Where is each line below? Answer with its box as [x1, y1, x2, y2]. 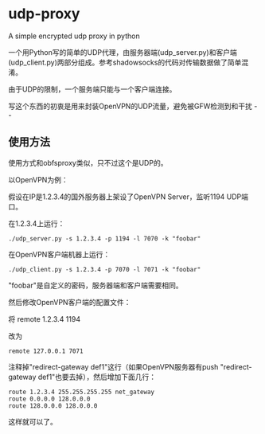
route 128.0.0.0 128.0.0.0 [8, 401, 98, 410]
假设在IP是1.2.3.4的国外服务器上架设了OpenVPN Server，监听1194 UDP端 [8, 192, 249, 201]
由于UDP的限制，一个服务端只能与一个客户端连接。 [8, 84, 177, 94]
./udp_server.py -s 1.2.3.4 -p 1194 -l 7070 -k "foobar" [8, 234, 201, 243]
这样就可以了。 [8, 416, 57, 426]
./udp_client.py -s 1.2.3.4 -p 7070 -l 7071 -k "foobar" [8, 265, 201, 273]
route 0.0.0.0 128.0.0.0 [8, 395, 91, 403]
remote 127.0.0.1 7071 [8, 347, 84, 355]
